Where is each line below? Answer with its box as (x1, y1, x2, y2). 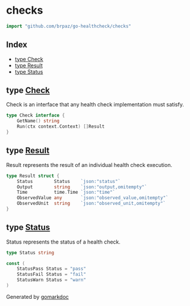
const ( (6, 260, 26, 266)
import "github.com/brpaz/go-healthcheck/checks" (6, 23, 132, 29)
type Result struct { (6, 173, 60, 179)
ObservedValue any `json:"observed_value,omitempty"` (17, 195, 169, 201)
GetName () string (17, 118, 60, 124)
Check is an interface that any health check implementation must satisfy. (6, 101, 184, 108)
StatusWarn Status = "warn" (17, 277, 86, 283)
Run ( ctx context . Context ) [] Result (17, 124, 105, 130)
